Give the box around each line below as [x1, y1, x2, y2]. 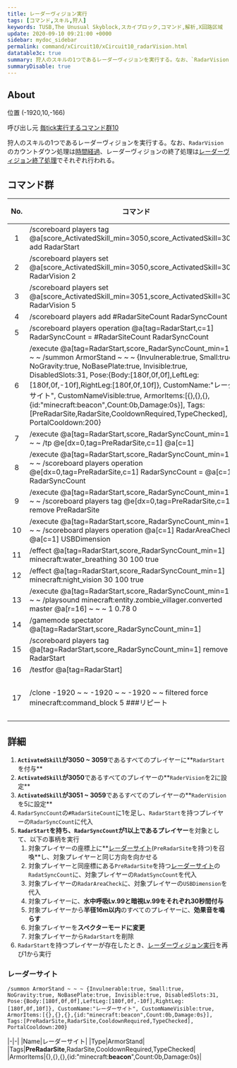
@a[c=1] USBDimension [29, 534, 111, 544]
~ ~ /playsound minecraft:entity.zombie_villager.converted [29, 595, 223, 605]
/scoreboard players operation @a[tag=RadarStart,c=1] [29, 323, 214, 333]
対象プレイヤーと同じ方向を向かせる [52, 853, 159, 861]
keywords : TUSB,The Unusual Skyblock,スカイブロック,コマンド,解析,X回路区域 [7, 23, 224, 30]
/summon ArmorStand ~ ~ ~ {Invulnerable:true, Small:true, [7, 985, 185, 992]
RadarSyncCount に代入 [30, 817, 94, 826]
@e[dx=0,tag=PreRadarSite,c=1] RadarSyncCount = [29, 467, 203, 477]
